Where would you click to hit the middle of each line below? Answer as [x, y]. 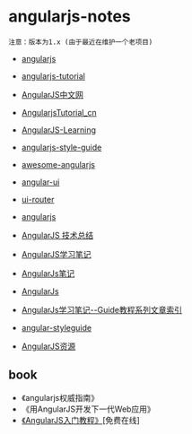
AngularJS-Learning [58, 130]
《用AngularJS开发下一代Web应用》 [88, 409]
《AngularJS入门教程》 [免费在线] [80, 420]
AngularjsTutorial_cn [59, 112]
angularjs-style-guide [61, 147]
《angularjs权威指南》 [60, 397]
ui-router [38, 199]
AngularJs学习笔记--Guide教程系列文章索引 [102, 309]
